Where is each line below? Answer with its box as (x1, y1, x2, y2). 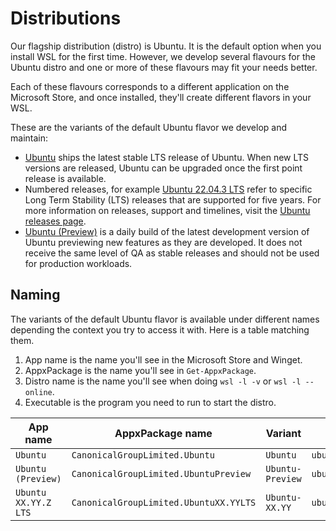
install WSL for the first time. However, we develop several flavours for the (10, 50, 316, 62)
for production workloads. (24, 257, 133, 269)
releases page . (24, 215, 87, 227)
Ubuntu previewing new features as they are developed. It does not (24, 236, 303, 248)
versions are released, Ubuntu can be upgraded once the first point (24, 162, 303, 174)
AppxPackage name (114, 426, 213, 440)
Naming (10, 287, 61, 304)
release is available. (24, 172, 107, 184)
